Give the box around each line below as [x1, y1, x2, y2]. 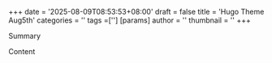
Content [8, 47, 36, 56]
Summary [8, 31, 41, 40]
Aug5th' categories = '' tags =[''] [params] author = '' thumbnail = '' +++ [8, 15, 252, 25]
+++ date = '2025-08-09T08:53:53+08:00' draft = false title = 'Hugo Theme [8, 7, 265, 16]
